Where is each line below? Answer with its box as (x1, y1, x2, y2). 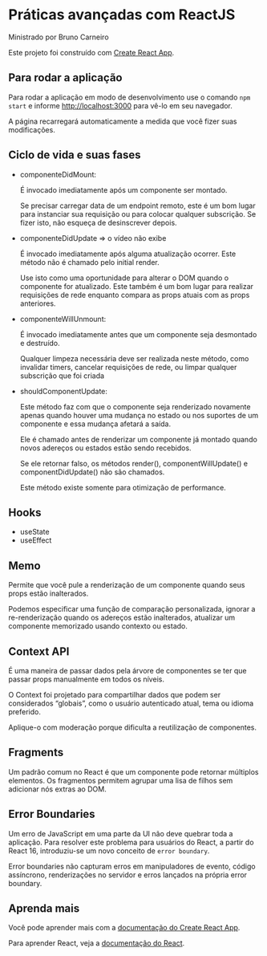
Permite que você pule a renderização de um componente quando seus (8, 580, 245, 590)
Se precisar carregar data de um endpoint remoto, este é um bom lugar (19, 201, 256, 210)
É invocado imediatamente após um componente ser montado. (19, 185, 228, 194)
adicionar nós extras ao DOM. (8, 784, 107, 794)
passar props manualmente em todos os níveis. (8, 674, 164, 684)
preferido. (8, 707, 42, 716)
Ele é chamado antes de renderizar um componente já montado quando (19, 434, 258, 444)
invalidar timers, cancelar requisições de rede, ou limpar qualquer (19, 362, 237, 372)
